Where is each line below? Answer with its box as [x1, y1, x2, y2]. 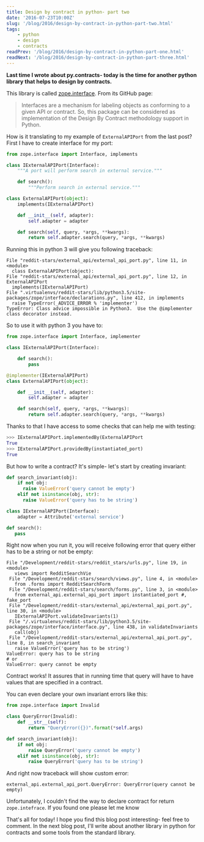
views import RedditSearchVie [14, 571, 92, 577]
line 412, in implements [121, 295, 184, 301]
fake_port [6, 597, 32, 604]
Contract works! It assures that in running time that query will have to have [6, 672, 194, 679]
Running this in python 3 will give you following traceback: [6, 246, 153, 253]
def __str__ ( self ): [17, 719, 67, 725]
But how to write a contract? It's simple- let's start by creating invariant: [6, 462, 187, 470]
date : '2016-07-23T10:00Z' [6, 15, 75, 21]
